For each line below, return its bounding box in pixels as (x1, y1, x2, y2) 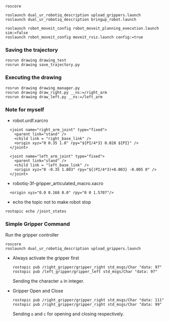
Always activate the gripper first (12, 255, 79, 261)
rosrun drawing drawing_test (5, 58, 67, 63)
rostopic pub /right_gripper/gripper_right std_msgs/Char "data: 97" (12, 265, 162, 270)
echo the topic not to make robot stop (12, 199, 91, 205)
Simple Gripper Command (5, 220, 70, 227)
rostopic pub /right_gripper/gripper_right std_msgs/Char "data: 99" (12, 302, 162, 307)
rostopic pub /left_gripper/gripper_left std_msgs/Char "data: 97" (12, 269, 157, 274)
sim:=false (5, 30, 28, 35)
